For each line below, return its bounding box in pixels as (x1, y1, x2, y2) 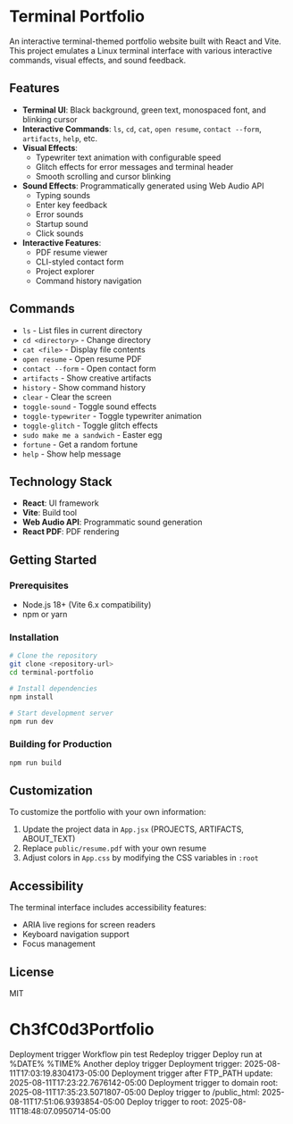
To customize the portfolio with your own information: (9, 807, 207, 818)
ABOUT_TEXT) (21, 834, 76, 844)
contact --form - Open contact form (21, 363, 156, 373)
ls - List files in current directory (21, 324, 143, 336)
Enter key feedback (35, 199, 108, 210)
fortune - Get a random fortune (21, 439, 138, 449)
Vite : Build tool (21, 507, 78, 518)
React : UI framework (21, 498, 100, 508)
